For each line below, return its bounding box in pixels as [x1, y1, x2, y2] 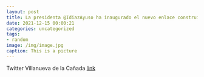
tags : [6, 31, 20, 37]
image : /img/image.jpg [6, 43, 64, 49]
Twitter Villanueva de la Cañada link [6, 64, 96, 72]
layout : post [6, 8, 39, 15]
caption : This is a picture [6, 48, 78, 54]
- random [6, 37, 29, 43]
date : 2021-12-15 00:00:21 [6, 20, 75, 26]
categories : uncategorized [6, 25, 75, 32]
